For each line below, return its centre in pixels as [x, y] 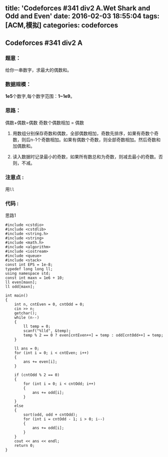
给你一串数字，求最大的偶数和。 [38, 70]
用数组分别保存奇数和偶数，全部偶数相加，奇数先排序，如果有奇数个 [83, 133]
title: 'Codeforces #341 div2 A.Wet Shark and [78, 8]
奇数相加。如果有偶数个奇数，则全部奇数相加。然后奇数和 [101, 139]
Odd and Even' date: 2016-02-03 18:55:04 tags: [82, 16]
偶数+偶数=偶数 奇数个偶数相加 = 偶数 [45, 123]
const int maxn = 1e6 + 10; [35, 278]
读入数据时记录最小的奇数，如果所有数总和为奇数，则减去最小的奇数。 [86, 156]
